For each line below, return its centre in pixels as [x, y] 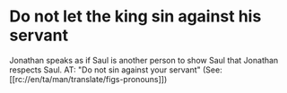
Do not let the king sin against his [135, 17]
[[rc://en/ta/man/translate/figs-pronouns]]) [88, 79]
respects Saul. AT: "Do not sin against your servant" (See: [116, 70]
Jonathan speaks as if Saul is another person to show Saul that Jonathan [144, 60]
